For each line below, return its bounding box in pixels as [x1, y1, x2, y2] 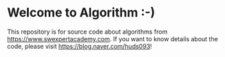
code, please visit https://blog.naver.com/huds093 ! [7, 42, 153, 50]
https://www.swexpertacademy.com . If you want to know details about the [7, 34, 218, 43]
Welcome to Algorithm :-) [7, 5, 156, 21]
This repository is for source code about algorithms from [7, 27, 168, 36]
